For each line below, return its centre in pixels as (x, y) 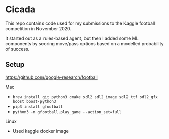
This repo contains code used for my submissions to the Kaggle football (80, 23)
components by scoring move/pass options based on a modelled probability (85, 43)
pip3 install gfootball (38, 107)
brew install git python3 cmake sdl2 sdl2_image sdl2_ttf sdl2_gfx (85, 97)
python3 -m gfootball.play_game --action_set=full (67, 112)
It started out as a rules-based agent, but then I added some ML (72, 38)
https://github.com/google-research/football (51, 77)
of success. (17, 49)
